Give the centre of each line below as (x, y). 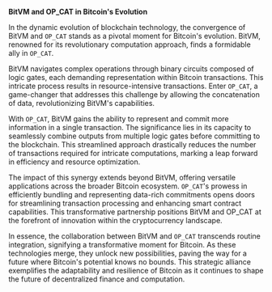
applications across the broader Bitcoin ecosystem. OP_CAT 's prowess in (128, 186)
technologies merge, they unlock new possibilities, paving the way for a (127, 253)
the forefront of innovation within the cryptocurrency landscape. (115, 220)
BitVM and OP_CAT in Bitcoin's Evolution (78, 12)
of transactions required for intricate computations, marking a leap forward (133, 153)
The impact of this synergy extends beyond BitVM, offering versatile (122, 178)
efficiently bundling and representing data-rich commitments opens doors (132, 195)
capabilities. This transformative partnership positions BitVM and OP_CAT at (135, 212)
